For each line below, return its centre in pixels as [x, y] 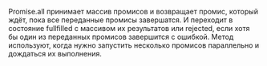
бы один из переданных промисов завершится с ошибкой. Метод [121, 37]
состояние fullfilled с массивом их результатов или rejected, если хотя [129, 28]
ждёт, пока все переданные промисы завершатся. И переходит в [121, 20]
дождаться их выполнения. [55, 54]
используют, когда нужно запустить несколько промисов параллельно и [134, 45]
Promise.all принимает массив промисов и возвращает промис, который [133, 12]
